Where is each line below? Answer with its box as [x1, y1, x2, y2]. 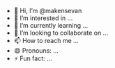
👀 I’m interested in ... [13, 14, 73, 22]
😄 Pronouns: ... [13, 46, 59, 55]
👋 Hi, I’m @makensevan [13, 7, 82, 15]
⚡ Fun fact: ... [13, 54, 52, 62]
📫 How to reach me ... [13, 37, 79, 44]
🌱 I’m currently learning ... [13, 22, 89, 29]
